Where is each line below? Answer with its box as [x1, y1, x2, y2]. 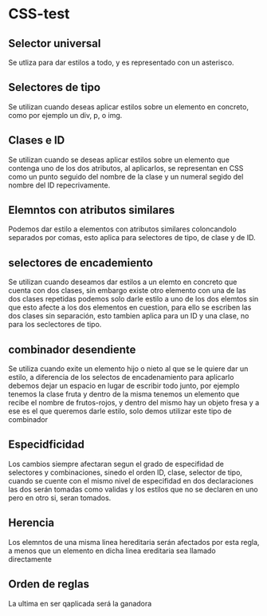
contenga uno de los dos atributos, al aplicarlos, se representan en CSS [8, 163, 244, 172]
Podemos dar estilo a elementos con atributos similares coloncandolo [8, 224, 237, 234]
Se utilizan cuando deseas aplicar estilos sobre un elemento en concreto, [8, 101, 249, 112]
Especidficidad [8, 438, 85, 452]
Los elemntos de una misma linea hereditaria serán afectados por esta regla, [8, 537, 260, 547]
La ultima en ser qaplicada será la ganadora [8, 598, 152, 608]
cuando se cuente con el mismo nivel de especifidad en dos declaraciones [8, 476, 253, 485]
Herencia [8, 516, 55, 530]
